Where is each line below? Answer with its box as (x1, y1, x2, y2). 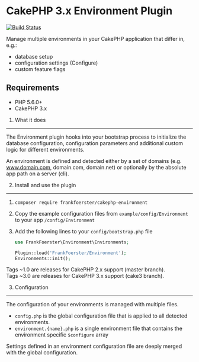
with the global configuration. (6, 349, 78, 356)
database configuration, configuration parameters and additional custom (6, 139, 184, 146)
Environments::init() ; (14, 255, 71, 261)
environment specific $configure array (14, 331, 108, 338)
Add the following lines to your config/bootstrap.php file (14, 228, 153, 235)
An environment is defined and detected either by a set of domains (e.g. (6, 157, 182, 164)
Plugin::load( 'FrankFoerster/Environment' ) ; (14, 250, 127, 256)
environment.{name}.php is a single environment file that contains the (14, 325, 182, 332)
